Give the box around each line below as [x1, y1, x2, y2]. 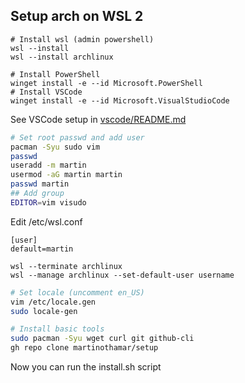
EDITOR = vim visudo [10, 197, 87, 208]
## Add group [10, 189, 65, 199]
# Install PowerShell [10, 69, 101, 79]
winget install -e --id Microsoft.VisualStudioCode [10, 95, 230, 106]
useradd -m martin [10, 160, 87, 171]
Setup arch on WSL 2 [10, 8, 144, 25]
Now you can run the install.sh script [10, 361, 162, 373]
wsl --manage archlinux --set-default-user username [10, 270, 235, 280]
